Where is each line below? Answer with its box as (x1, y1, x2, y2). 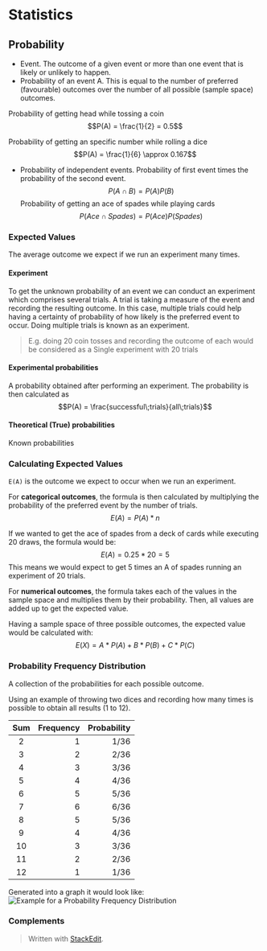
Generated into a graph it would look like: (8, 887, 145, 896)
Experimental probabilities (8, 363, 99, 373)
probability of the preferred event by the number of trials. (8, 500, 199, 510)
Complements (8, 916, 65, 927)
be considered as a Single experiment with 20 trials (27, 344, 199, 354)
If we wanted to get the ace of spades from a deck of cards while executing (8, 529, 259, 538)
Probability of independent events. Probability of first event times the (19, 165, 249, 175)
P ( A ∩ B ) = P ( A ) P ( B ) (108, 187, 175, 196)
